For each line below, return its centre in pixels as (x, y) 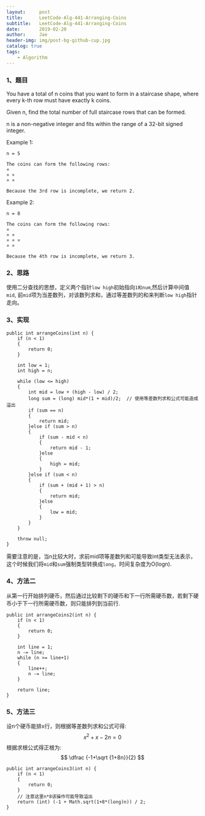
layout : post (28, 12)
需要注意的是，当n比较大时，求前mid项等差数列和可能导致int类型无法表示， (101, 556)
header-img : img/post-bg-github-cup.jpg (59, 40)
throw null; (32, 539)
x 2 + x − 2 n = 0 (103, 736)
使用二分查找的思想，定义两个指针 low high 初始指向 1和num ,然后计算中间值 (98, 287)
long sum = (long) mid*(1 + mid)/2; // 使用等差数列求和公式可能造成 (113, 398)
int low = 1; (34, 365)
